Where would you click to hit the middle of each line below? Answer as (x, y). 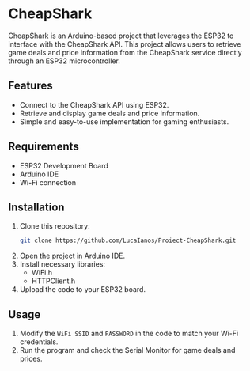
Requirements (44, 147)
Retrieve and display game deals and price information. (110, 113)
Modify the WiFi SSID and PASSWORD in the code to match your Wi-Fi (129, 334)
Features (30, 86)
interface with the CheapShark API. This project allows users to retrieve (125, 44)
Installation (36, 207)
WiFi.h (42, 273)
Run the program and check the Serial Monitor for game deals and (127, 350)
